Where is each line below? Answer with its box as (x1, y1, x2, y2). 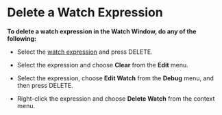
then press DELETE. (16, 81, 73, 89)
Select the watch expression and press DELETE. (16, 48, 153, 56)
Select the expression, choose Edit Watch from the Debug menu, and (16, 73, 214, 82)
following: (7, 34, 36, 42)
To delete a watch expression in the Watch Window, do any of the (7, 27, 197, 35)
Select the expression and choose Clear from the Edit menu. (16, 61, 188, 69)
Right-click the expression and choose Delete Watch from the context (16, 94, 215, 103)
